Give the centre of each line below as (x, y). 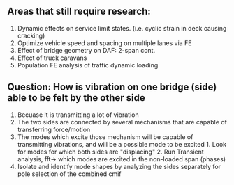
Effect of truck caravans (52, 58)
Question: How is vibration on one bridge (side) (112, 87)
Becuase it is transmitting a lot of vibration (78, 115)
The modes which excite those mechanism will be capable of (105, 137)
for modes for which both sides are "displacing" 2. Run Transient (110, 152)
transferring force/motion (54, 129)
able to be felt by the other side (76, 98)
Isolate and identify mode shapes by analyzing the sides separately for (119, 166)
